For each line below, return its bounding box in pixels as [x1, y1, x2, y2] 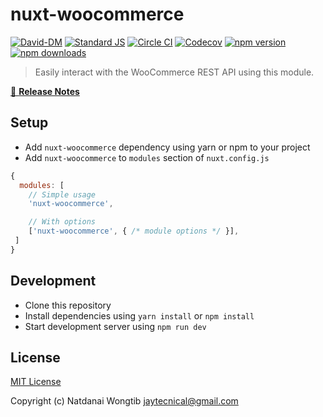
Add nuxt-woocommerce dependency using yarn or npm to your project [24, 141, 311, 153]
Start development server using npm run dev [24, 320, 207, 332]
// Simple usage [28, 189, 97, 200]
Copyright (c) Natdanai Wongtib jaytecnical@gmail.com [10, 395, 239, 407]
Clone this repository [24, 299, 112, 311]
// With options [28, 217, 97, 227]
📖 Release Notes [10, 85, 80, 97]
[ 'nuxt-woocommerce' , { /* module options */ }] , [28, 226, 240, 237]
